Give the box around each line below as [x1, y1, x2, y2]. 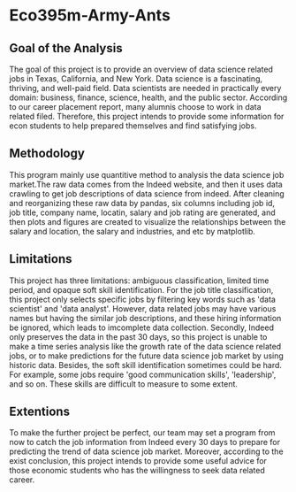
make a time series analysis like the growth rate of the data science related [9, 341, 282, 351]
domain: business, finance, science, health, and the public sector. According [9, 92, 288, 103]
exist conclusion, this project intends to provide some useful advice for [9, 456, 268, 466]
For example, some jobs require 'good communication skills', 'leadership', [9, 369, 277, 380]
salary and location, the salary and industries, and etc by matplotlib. [9, 226, 256, 236]
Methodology [9, 146, 86, 161]
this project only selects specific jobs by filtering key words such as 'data [9, 294, 277, 304]
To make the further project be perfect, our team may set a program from [9, 427, 276, 438]
